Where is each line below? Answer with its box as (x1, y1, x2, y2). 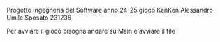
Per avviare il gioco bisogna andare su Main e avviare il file (6, 27, 175, 35)
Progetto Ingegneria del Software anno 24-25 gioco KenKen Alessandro (6, 6, 214, 14)
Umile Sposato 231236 (6, 13, 72, 22)
